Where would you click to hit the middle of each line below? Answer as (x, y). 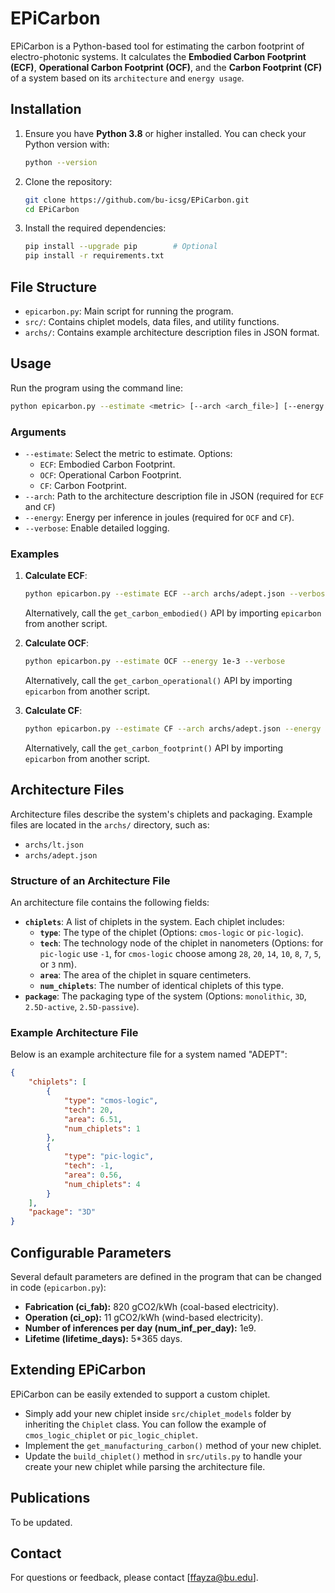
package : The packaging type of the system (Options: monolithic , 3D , (165, 996)
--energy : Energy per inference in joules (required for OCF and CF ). (159, 517)
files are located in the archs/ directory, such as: (110, 824)
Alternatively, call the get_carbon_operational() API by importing (158, 680)
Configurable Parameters (91, 1252)
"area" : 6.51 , (93, 1119)
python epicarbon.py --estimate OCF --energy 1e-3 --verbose (155, 662)
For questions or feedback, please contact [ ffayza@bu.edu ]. (134, 1578)
